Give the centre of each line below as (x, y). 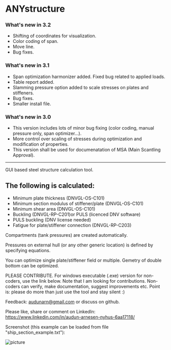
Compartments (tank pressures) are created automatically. (67, 235)
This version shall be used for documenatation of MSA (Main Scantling (87, 150)
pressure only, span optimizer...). (47, 134)
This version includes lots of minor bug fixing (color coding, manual (83, 128)
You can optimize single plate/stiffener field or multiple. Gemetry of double (83, 260)
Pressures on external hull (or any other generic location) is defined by (79, 245)
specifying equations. (28, 250)
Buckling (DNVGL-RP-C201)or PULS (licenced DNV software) (77, 214)
